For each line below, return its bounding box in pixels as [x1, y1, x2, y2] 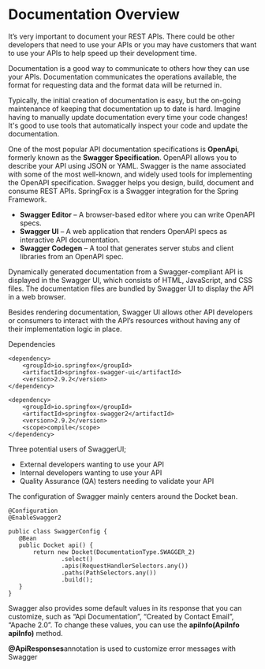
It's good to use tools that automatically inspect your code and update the [8, 121, 248, 130]
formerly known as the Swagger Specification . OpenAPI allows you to [8, 152, 237, 162]
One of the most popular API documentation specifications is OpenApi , [8, 144, 240, 154]
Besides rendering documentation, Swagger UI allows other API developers [8, 307, 253, 317]
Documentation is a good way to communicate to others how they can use [8, 63, 250, 72]
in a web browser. [8, 292, 66, 301]
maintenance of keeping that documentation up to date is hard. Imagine [8, 104, 241, 113]
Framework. [8, 195, 47, 204]
